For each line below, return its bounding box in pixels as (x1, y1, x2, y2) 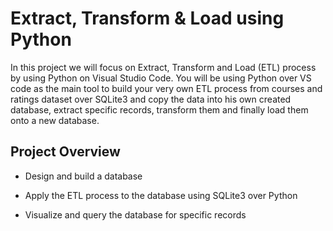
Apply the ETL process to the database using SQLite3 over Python (24, 189, 298, 201)
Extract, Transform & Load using (10, 7, 285, 30)
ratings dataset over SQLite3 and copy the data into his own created (10, 93, 292, 105)
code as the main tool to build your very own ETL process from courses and (10, 82, 323, 94)
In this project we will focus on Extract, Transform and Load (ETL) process (10, 61, 317, 73)
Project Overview (10, 143, 121, 161)
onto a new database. (10, 114, 100, 126)
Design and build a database (24, 170, 143, 182)
